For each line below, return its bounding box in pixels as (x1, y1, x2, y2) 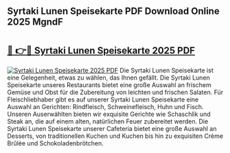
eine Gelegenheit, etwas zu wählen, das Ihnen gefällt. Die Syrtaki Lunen (7, 73, 211, 82)
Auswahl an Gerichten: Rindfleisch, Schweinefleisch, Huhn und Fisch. (7, 103, 204, 110)
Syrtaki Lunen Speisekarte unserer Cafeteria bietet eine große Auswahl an (7, 125, 217, 132)
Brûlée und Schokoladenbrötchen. (7, 139, 104, 147)
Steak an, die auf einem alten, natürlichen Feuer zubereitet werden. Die (7, 117, 209, 126)
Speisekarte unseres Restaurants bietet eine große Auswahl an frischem (7, 81, 211, 89)
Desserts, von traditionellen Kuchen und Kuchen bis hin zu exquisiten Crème (7, 132, 224, 140)
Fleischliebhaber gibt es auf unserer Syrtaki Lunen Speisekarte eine (7, 95, 199, 104)
